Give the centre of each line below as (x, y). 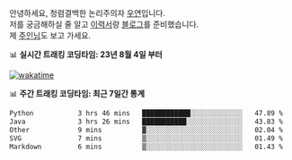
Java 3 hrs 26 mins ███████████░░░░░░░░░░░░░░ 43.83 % (146, 122)
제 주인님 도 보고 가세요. (50, 35)
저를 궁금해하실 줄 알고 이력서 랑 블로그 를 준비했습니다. (104, 24)
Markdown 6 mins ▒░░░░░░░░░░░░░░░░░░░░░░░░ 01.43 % (146, 147)
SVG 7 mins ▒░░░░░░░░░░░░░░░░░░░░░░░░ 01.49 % (146, 138)
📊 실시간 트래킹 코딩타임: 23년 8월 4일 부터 (86, 55)
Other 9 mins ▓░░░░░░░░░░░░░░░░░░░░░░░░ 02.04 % (146, 130)
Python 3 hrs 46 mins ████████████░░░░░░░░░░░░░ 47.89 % (146, 114)
